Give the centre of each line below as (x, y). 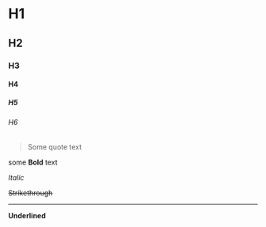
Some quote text (55, 146)
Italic (16, 177)
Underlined (27, 215)
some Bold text (33, 162)
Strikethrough (30, 193)
